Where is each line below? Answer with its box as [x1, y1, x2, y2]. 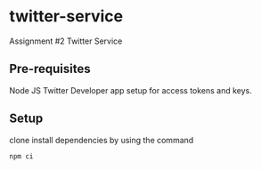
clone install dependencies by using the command [9, 134, 194, 145]
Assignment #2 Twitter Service [9, 36, 123, 46]
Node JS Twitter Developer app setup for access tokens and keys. [9, 85, 252, 95]
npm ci [9, 151, 34, 161]
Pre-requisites [9, 61, 91, 77]
